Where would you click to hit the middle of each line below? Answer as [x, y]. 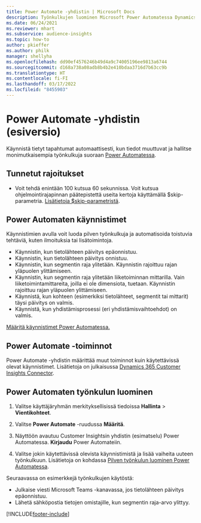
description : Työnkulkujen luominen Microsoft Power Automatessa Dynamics [101, 17]
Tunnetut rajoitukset [45, 174]
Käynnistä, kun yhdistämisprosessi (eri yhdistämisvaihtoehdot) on [96, 309]
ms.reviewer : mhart [31, 28]
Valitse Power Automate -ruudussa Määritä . [70, 424]
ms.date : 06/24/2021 [32, 23]
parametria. [29, 200]
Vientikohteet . [33, 413]
